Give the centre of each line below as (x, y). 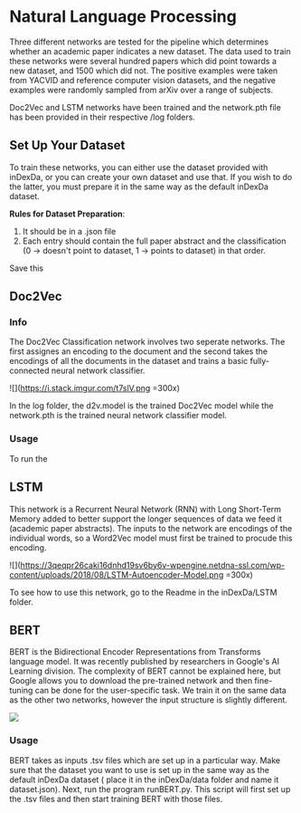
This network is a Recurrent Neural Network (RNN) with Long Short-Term (146, 509)
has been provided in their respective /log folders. (103, 117)
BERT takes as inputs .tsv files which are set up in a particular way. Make (145, 760)
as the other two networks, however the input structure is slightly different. (148, 700)
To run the (28, 458)
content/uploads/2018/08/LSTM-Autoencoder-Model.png (117, 574)
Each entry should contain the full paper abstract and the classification (154, 241)
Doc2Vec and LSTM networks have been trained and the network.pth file (146, 107)
